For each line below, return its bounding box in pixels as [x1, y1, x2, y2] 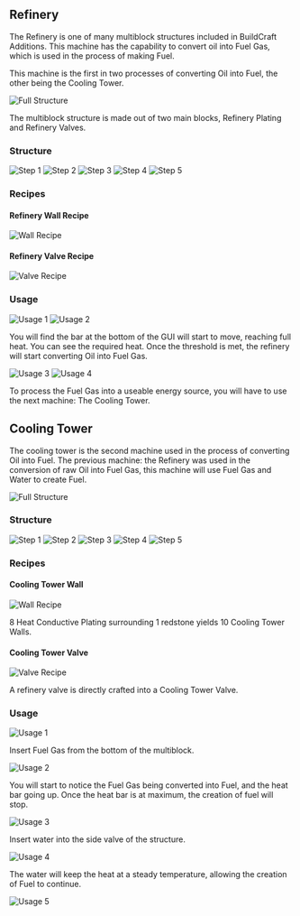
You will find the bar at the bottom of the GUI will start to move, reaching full [9, 331, 291, 342]
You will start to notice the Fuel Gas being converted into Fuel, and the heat [9, 780, 288, 791]
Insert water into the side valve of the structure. [9, 834, 186, 845]
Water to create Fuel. [9, 474, 87, 485]
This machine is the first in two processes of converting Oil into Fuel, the [9, 68, 278, 79]
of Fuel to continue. [9, 879, 82, 890]
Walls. [9, 626, 32, 637]
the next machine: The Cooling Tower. [9, 394, 150, 405]
